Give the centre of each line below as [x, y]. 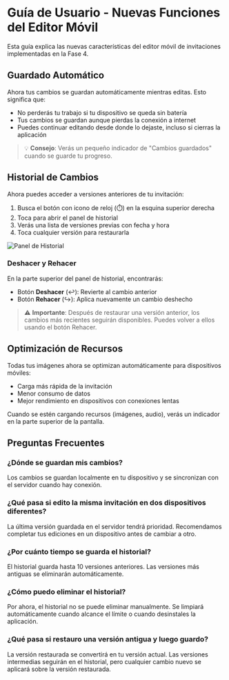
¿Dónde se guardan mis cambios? [65, 462]
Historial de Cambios [53, 177]
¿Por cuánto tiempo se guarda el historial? [79, 551]
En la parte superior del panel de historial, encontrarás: [85, 278]
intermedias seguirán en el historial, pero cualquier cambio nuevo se [104, 661]
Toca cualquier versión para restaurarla [73, 232]
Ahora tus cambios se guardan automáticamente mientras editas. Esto [107, 92]
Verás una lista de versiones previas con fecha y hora [93, 225]
